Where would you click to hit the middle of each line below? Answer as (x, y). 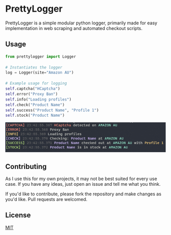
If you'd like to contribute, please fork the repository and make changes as (83, 194)
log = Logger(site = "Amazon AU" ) (39, 73)
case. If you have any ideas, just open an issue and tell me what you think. (83, 184)
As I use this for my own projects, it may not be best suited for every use (81, 179)
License (18, 215)
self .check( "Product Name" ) (35, 105)
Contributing (26, 166)
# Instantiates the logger (34, 67)
